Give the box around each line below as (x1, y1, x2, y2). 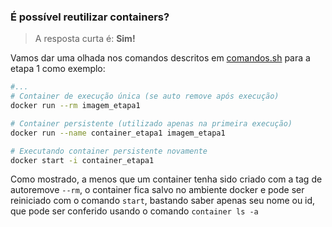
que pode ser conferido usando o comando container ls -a (10, 205, 259, 217)
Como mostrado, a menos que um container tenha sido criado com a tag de (10, 173, 323, 185)
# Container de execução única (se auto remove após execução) (10, 91, 280, 102)
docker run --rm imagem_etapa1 (10, 101, 141, 111)
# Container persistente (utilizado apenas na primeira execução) (10, 118, 293, 129)
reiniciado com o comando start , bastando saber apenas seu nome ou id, (10, 195, 316, 207)
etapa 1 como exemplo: (10, 63, 106, 75)
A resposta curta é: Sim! (34, 33, 136, 45)
